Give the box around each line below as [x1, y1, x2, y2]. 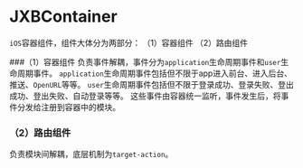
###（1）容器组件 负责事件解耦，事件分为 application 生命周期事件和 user [9, 56, 281, 67]
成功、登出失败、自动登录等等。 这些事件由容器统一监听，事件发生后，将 [9, 90, 281, 101]
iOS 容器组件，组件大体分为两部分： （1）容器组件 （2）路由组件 [9, 37, 249, 48]
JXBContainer [9, 6, 118, 27]
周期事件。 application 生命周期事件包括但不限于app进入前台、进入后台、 [16, 68, 292, 79]
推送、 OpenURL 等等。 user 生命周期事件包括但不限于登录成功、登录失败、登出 [9, 79, 294, 89]
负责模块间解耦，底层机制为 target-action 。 [9, 149, 174, 160]
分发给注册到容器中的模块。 [16, 101, 120, 112]
